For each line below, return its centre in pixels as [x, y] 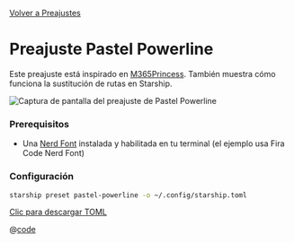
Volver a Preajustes [45, 13]
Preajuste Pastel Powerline [111, 49]
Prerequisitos [40, 124]
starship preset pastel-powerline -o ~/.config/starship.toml [128, 195]
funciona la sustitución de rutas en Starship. [91, 83]
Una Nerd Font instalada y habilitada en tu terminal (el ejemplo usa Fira [153, 143]
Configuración [42, 177]
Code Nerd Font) [53, 153]
